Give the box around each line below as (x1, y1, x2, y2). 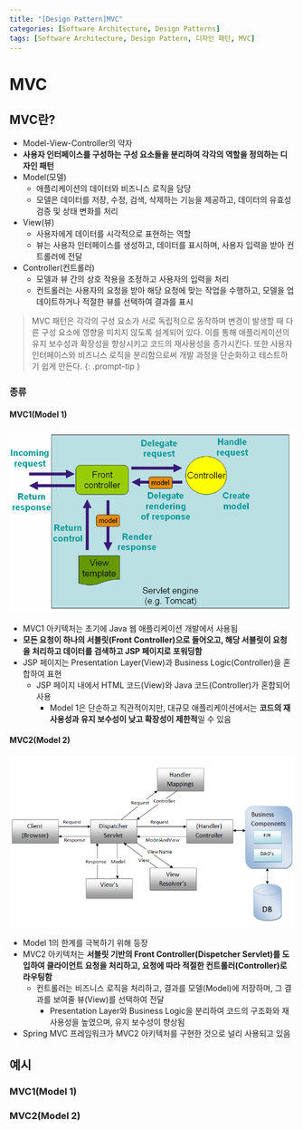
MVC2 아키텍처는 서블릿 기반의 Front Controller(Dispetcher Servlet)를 (22, 949, 281, 960)
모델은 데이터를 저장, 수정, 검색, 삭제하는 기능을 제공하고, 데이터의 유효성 (35, 195, 292, 206)
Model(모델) (22, 172, 67, 183)
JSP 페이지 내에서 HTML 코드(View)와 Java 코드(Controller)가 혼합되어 (35, 680, 291, 691)
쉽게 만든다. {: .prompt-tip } (41, 361, 140, 372)
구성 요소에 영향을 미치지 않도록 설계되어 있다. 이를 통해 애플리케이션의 (41, 327, 290, 338)
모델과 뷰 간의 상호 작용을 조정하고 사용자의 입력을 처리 (35, 274, 230, 285)
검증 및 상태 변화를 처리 (35, 206, 119, 217)
